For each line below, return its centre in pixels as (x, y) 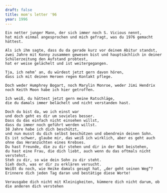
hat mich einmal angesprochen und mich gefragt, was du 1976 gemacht (79, 37)
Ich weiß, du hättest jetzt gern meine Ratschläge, (60, 99)
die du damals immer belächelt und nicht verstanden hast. (68, 103)
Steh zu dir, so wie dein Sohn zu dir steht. (53, 160)
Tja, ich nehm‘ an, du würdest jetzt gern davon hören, (64, 72)
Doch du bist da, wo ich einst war (42, 112)
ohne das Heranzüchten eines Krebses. (45, 143)
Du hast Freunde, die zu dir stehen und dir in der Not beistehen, (77, 147)
